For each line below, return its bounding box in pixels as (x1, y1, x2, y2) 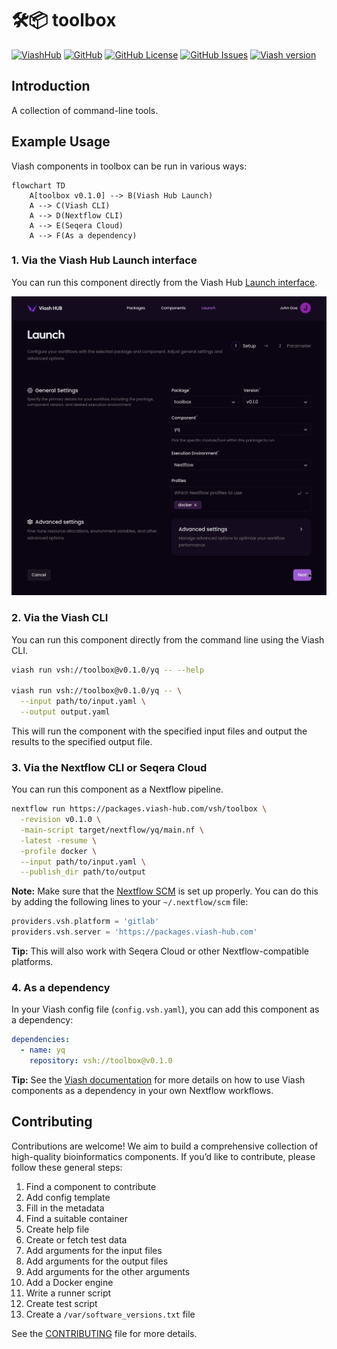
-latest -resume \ (20, 835, 98, 846)
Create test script (25, 1297, 98, 1309)
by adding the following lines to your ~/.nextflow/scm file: (11, 896, 249, 908)
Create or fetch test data (25, 1233, 128, 1246)
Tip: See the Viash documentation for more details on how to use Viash (11, 1074, 306, 1086)
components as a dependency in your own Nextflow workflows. (11, 1085, 274, 1097)
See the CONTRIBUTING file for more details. (11, 1327, 198, 1339)
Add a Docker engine (25, 1276, 114, 1288)
